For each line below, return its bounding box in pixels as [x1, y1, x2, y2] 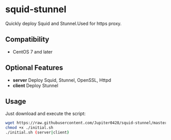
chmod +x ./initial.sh [5, 125, 53, 130]
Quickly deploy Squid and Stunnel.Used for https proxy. [5, 20, 122, 26]
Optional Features [5, 64, 64, 72]
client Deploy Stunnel [12, 82, 59, 89]
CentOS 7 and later [12, 48, 53, 54]
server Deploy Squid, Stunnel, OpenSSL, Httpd [12, 77, 111, 83]
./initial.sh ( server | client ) [5, 130, 70, 135]
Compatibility [5, 35, 49, 44]
